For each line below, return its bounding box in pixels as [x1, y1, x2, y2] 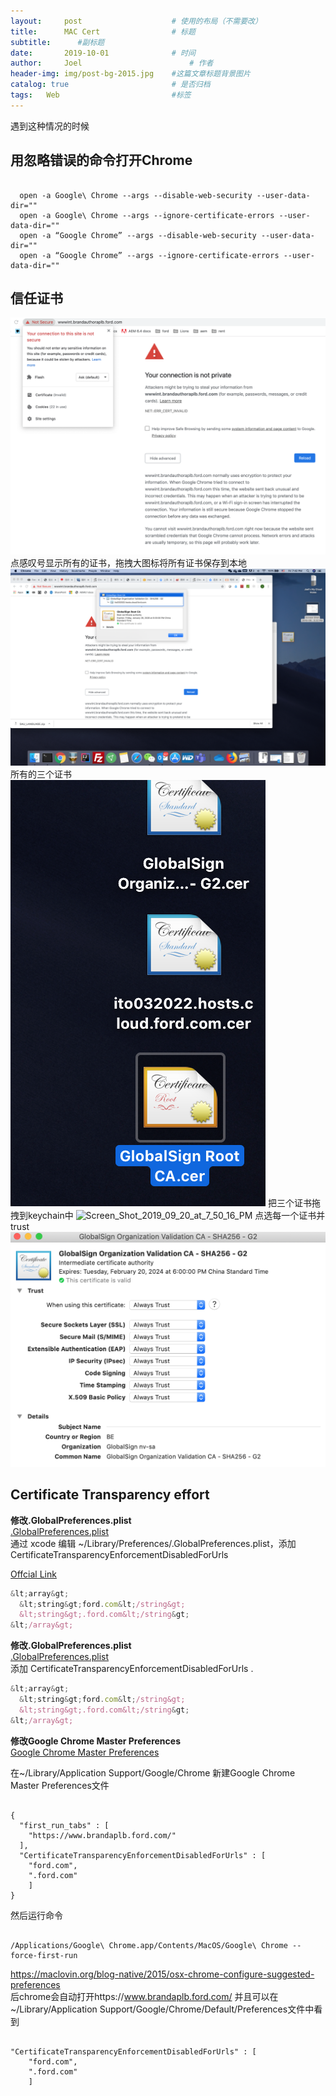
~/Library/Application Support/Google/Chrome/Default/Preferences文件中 [10, 2003, 315, 2015]
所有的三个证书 [10, 768, 72, 780]
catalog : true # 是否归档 [10, 80, 211, 90]
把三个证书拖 [267, 1197, 321, 1209]
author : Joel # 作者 [10, 58, 214, 69]
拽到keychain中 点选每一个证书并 [10, 1210, 326, 1222]
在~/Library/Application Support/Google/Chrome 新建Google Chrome [10, 1766, 296, 1779]
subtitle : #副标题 [10, 37, 105, 47]
